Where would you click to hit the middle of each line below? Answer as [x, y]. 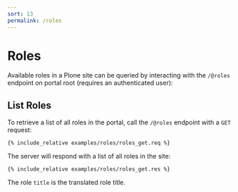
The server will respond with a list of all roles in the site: [89, 156]
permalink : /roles [35, 21]
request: [20, 130]
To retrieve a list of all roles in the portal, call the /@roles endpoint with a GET [119, 122]
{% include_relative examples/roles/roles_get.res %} [89, 169]
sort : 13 [20, 14]
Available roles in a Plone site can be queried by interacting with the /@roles [119, 75]
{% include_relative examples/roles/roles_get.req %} [89, 143]
